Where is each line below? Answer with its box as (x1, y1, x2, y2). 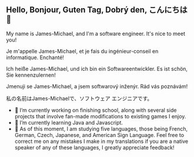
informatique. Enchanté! (6, 54, 65, 61)
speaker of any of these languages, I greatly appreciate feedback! (14, 144, 175, 151)
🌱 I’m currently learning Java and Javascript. (14, 119, 123, 126)
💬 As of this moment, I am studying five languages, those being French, (14, 125, 188, 132)
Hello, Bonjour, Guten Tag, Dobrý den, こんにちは (6, 5, 188, 15)
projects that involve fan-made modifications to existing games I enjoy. (14, 112, 186, 120)
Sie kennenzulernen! (6, 71, 56, 78)
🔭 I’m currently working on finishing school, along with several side (14, 107, 177, 114)
